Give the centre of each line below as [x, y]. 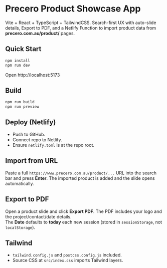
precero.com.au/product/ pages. [40, 33]
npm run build [20, 102]
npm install [18, 61]
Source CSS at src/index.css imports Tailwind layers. [68, 260]
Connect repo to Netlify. [37, 140]
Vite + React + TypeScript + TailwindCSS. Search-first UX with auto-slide [81, 23]
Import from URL [32, 161]
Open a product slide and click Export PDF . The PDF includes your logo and [83, 211]
